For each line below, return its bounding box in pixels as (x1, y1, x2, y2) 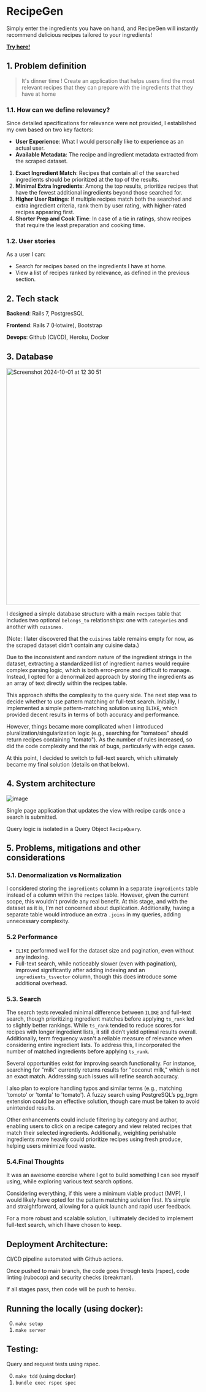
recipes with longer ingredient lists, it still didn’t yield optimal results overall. (6, 1028, 197, 1035)
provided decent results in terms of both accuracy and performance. (6, 711, 180, 718)
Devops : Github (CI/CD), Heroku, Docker (6, 333, 109, 341)
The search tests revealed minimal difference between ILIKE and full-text (6, 1008, 191, 1016)
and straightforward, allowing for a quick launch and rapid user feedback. (6, 1203, 192, 1210)
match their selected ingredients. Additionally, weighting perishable (6, 1129, 177, 1137)
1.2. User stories (6, 236, 56, 245)
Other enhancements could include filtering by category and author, (6, 1116, 178, 1124)
